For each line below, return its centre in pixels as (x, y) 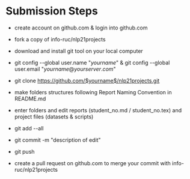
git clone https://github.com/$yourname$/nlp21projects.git (87, 80)
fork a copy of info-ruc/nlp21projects (60, 39)
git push (24, 151)
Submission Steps (52, 11)
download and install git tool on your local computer (79, 51)
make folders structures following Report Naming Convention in (93, 92)
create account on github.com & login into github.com (81, 28)
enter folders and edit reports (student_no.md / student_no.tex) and (98, 110)
